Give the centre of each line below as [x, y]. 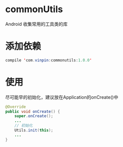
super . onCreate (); [34, 116]
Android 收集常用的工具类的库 [36, 24]
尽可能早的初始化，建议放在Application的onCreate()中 [62, 97]
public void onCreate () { [33, 112]
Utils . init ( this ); [34, 130]
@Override [16, 107]
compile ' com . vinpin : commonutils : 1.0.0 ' [49, 60]
